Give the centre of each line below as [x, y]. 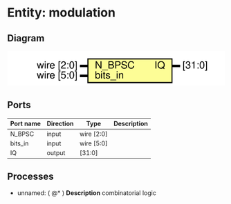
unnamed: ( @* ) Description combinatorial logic [87, 193]
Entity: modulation [62, 13]
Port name [26, 124]
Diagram [26, 38]
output [56, 153]
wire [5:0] [94, 143]
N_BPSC [22, 134]
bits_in [19, 143]
